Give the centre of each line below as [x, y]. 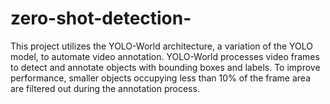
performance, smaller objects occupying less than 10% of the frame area [160, 78]
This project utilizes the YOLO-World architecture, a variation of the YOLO [161, 46]
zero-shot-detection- [101, 18]
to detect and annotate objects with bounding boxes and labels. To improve [165, 67]
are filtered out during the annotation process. [105, 88]
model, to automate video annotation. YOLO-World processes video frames [165, 56]
